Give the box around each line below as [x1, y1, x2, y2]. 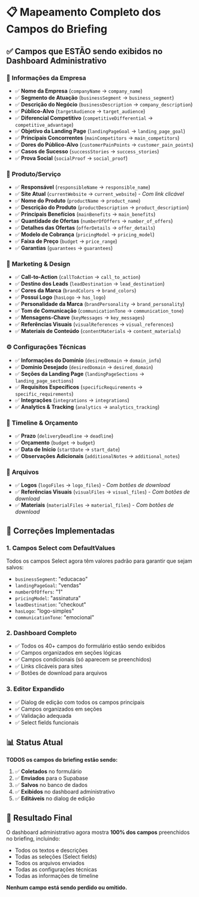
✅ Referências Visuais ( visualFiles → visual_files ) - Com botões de [14, 488, 190, 495]
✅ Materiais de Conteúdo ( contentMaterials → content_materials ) [14, 328, 181, 335]
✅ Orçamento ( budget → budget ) [14, 439, 95, 446]
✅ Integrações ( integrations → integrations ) [14, 396, 130, 403]
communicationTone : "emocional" [14, 614, 95, 621]
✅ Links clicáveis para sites [14, 663, 83, 670]
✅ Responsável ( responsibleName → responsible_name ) [14, 183, 151, 191]
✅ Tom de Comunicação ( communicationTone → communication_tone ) [14, 307, 184, 314]
